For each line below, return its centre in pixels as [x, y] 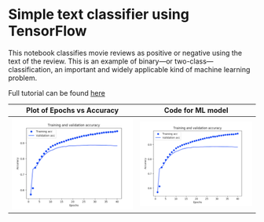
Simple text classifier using [99, 15]
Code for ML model [196, 111]
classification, [31, 69]
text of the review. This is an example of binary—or [90, 61]
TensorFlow [48, 31]
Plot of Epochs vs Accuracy [73, 111]
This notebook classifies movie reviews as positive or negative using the [125, 53]
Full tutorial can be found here [57, 93]
